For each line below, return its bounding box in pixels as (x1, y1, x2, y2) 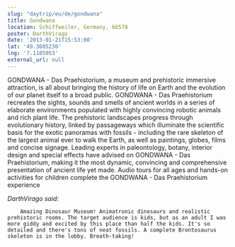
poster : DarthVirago (7, 30, 69, 37)
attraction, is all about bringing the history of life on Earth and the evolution (7, 83, 226, 92)
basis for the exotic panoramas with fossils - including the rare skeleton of (7, 128, 224, 136)
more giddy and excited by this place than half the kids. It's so (7, 220, 211, 227)
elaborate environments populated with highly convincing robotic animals (7, 105, 222, 114)
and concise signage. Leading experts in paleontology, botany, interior (7, 143, 213, 152)
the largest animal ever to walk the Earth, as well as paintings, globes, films (7, 135, 227, 144)
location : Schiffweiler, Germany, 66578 (7, 23, 129, 30)
